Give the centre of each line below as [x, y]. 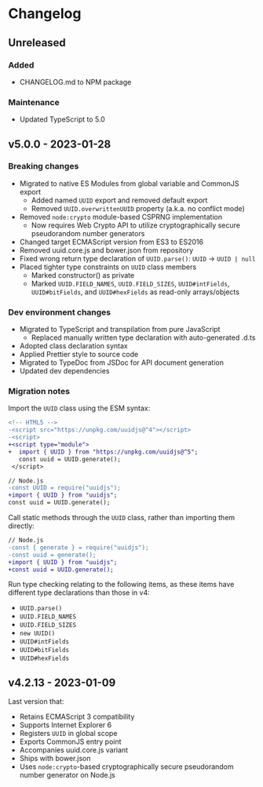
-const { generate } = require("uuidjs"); [79, 547]
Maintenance [34, 102]
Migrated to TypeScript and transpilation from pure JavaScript [120, 330]
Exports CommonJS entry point [70, 741]
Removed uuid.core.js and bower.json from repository [106, 250]
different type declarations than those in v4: [79, 592]
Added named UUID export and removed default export [119, 200]
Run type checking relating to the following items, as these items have [121, 585]
